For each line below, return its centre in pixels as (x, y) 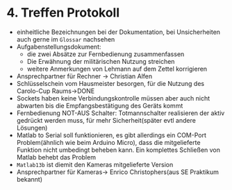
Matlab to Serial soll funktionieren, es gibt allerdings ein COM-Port (111, 135)
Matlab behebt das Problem (56, 157)
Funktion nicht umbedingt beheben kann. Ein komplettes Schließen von (118, 150)
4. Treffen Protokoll (63, 13)
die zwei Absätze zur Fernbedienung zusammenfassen (106, 54)
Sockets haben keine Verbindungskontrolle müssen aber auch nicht (113, 98)
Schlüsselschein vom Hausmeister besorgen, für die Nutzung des (110, 83)
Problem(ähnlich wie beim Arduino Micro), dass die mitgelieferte (108, 142)
